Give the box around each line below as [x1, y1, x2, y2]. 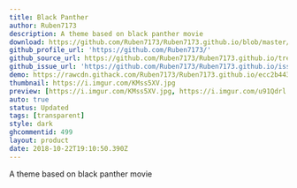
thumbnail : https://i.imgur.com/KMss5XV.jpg [9, 79, 176, 87]
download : [9, 37, 46, 47]
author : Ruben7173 [9, 21, 77, 30]
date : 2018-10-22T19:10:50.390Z [9, 144, 128, 153]
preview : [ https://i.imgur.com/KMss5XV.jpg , [9, 86, 176, 95]
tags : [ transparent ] [9, 111, 86, 120]
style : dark [9, 120, 53, 129]
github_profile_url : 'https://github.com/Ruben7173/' [9, 46, 212, 55]
